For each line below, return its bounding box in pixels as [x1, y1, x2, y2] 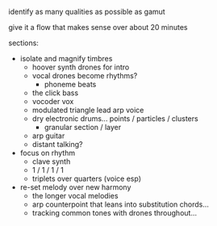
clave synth [31, 157, 71, 166]
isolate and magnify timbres [19, 54, 113, 63]
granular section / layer [44, 123, 122, 132]
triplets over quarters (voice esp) [31, 174, 142, 183]
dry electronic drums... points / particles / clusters [31, 114, 199, 123]
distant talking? [31, 140, 83, 149]
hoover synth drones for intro [31, 62, 130, 72]
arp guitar [31, 131, 65, 140]
